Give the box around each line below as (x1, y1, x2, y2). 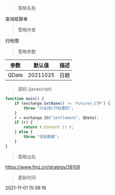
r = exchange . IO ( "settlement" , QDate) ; (14, 115, 99, 120)
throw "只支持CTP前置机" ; (23, 105, 74, 111)
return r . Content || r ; (23, 125, 74, 130)
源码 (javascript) (17, 86, 52, 92)
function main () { (5, 96, 44, 101)
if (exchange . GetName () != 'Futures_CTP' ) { (14, 101, 110, 106)
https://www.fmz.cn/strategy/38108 (5, 164, 80, 170)
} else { (14, 129, 33, 135)
